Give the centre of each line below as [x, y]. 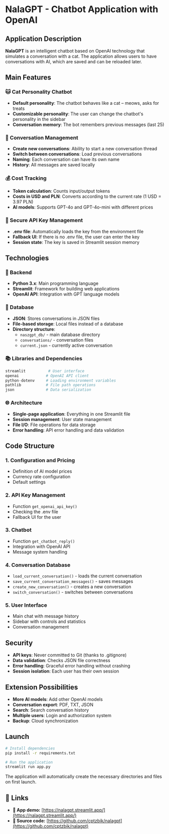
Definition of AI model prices [42, 471]
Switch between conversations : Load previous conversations [77, 154]
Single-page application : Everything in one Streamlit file [71, 414]
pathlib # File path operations [50, 385]
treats [19, 108]
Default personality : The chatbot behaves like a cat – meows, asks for [86, 103]
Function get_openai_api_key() [45, 506]
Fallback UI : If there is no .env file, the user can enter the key [76, 237]
